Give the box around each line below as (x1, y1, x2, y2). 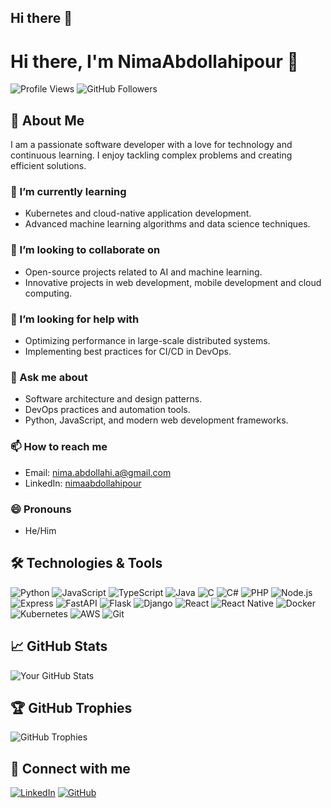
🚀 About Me (10, 112, 85, 129)
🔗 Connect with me (10, 760, 131, 777)
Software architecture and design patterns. (24, 393, 203, 405)
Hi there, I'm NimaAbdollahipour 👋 (10, 50, 299, 73)
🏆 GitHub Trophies (10, 699, 133, 716)
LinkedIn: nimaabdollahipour (24, 477, 142, 489)
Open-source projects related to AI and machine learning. (24, 266, 263, 278)
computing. (24, 287, 73, 299)
